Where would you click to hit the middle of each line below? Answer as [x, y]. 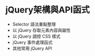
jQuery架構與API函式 [48, 10]
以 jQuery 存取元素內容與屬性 [41, 30]
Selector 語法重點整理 [34, 24]
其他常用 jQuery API [32, 48]
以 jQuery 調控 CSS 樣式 [36, 36]
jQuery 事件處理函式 [32, 42]
